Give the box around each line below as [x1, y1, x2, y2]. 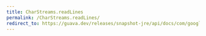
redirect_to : [6, 20, 40, 26]
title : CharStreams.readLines [6, 9, 84, 15]
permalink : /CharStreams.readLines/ [6, 15, 100, 21]
